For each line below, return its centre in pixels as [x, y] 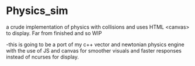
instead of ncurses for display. [43, 57]
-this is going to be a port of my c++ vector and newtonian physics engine [95, 44]
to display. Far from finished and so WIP [54, 33]
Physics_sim [37, 11]
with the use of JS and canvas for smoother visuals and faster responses [94, 50]
